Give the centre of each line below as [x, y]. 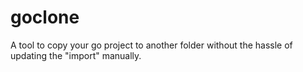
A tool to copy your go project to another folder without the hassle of [151, 45]
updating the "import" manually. [76, 55]
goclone [45, 17]
